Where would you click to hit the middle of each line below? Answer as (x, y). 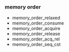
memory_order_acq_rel (36, 39)
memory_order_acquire (36, 28)
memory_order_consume (38, 23)
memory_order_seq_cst (36, 44)
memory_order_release (36, 34)
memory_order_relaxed (36, 18)
